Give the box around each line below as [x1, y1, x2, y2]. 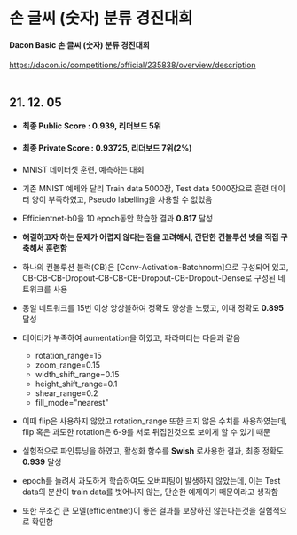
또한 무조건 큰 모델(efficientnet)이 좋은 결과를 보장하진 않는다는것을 [21, 505, 257, 516]
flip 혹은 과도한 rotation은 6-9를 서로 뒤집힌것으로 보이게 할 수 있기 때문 [21, 426, 271, 437]
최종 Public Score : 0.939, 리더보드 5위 [21, 120, 161, 131]
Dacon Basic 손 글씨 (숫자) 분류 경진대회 [9, 39, 151, 50]
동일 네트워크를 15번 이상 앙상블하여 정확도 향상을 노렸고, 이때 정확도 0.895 [21, 302, 284, 313]
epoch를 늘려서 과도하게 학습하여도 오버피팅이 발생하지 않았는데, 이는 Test [21, 475, 281, 485]
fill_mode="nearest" [35, 397, 109, 407]
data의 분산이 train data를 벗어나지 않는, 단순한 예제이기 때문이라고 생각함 [21, 486, 279, 497]
